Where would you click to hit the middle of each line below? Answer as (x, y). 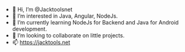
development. (29, 29)
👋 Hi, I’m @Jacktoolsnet (42, 9)
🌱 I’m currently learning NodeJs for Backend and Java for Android (95, 22)
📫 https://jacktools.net (41, 42)
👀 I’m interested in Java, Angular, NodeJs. (65, 16)
